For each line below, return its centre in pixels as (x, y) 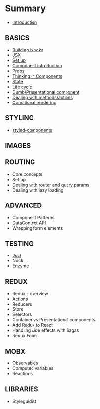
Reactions (22, 374)
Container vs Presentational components (53, 320)
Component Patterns (33, 217)
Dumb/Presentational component (46, 92)
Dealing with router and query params (51, 185)
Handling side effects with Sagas (46, 330)
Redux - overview (30, 294)
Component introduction (37, 65)
